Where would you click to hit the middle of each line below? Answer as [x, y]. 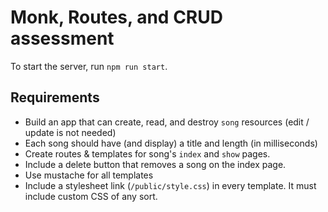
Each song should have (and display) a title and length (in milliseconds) [171, 143]
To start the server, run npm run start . [89, 66]
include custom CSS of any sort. [91, 196]
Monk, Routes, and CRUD [116, 17]
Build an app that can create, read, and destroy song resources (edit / [167, 122]
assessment [62, 38]
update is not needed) [70, 132]
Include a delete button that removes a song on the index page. [155, 164]
